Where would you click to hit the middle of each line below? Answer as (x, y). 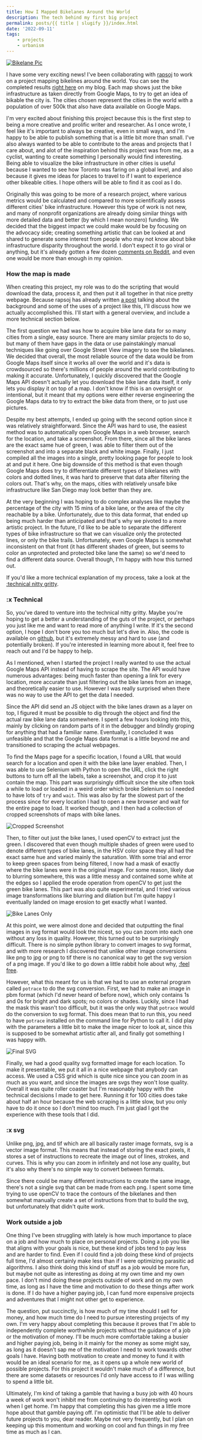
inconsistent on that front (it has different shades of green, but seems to (95, 546)
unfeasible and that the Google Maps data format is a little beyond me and (98, 739)
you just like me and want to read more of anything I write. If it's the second (100, 626)
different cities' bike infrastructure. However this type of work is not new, (96, 206)
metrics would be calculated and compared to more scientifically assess (96, 200)
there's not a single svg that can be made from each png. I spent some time (100, 1187)
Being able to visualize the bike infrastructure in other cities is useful (91, 163)
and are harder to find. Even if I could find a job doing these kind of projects (100, 1255)
